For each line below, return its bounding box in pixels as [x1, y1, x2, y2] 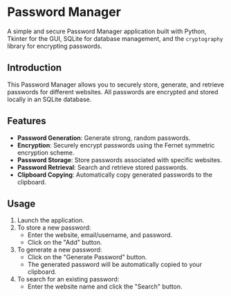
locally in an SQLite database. [7, 95, 92, 103]
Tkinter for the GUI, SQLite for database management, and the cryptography [7, 34, 223, 42]
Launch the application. [17, 216, 84, 225]
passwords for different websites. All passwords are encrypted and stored [7, 87, 219, 96]
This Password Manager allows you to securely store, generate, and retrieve [7, 80, 225, 89]
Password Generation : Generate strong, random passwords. [17, 133, 191, 142]
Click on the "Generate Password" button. [27, 253, 147, 261]
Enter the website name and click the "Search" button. [27, 282, 183, 291]
